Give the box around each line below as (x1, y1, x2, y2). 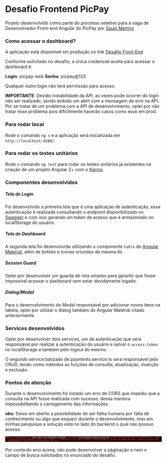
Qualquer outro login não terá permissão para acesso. (5, 83, 116, 89)
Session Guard (5, 260, 36, 266)
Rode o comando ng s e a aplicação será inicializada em (5, 132, 121, 138)
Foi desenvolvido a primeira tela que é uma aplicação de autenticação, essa (5, 204, 161, 210)
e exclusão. (5, 367, 29, 373)
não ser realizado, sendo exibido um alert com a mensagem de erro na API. (5, 98, 160, 104)
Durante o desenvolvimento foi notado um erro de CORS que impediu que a (5, 390, 160, 396)
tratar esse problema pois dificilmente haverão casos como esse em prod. (5, 108, 158, 115)
